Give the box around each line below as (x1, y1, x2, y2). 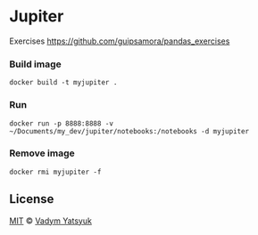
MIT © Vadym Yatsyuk (9, 215, 92, 226)
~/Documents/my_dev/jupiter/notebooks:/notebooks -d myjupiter (9, 126, 250, 135)
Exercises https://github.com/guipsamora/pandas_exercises (9, 36, 230, 46)
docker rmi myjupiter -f (9, 167, 102, 176)
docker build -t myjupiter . (9, 78, 118, 87)
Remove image (9, 147, 76, 159)
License (9, 191, 54, 207)
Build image (9, 58, 62, 70)
